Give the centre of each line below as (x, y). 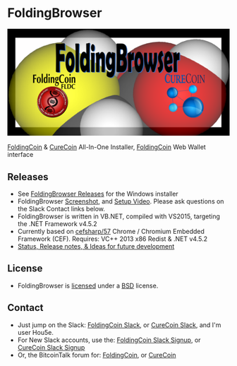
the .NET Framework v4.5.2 (57, 224)
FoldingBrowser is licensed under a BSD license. (88, 285)
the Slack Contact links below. (61, 209)
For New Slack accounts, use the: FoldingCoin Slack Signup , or (109, 340)
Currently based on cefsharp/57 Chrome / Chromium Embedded (111, 232)
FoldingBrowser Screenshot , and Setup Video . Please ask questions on (121, 201)
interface (20, 155)
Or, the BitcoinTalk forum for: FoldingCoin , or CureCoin (97, 355)
